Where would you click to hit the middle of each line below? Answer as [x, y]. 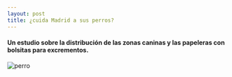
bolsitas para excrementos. [48, 50]
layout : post [26, 14]
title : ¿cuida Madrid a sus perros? [61, 20]
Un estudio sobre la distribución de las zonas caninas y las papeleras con [116, 43]
